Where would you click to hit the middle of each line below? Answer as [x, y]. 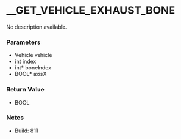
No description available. [37, 27]
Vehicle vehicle [33, 55]
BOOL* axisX [31, 74]
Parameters [23, 42]
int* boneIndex [33, 68]
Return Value [25, 90]
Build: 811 [26, 131]
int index [25, 61]
